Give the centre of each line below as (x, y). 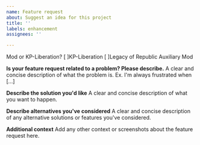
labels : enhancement (32, 29)
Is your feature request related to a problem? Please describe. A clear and (100, 69)
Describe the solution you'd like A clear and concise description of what (97, 93)
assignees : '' (24, 34)
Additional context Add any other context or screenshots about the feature (100, 129)
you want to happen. (32, 100)
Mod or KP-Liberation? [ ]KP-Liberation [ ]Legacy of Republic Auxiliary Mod (100, 57)
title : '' (19, 23)
